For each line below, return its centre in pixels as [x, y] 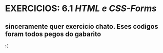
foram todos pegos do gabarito [53, 34]
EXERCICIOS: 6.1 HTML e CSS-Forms [81, 9]
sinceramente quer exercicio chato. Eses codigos [82, 26]
